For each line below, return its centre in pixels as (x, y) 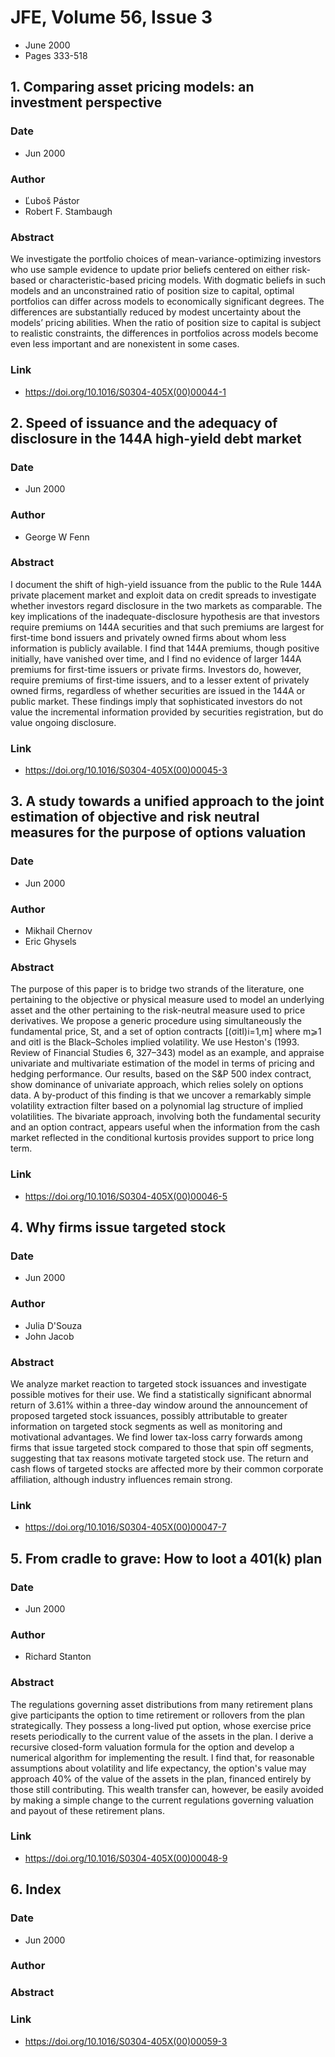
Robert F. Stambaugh (68, 211)
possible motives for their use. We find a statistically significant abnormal (161, 1394)
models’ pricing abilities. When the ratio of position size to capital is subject (166, 323)
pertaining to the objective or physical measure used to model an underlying (167, 1000)
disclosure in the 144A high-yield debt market (156, 438)
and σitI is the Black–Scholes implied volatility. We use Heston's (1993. (155, 1042)
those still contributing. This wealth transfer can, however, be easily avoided (167, 1789)
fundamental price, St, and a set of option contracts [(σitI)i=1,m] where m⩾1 (166, 1032)
